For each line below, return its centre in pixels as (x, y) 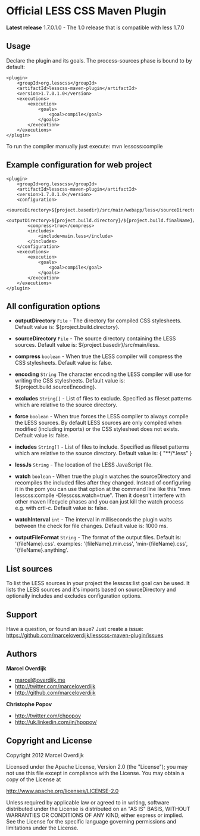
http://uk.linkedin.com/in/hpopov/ (56, 722)
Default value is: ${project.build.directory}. (67, 327)
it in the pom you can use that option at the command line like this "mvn (102, 489)
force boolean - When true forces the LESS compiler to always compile (101, 417)
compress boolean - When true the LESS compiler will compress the (99, 356)
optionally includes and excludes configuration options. (74, 596)
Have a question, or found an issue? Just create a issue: (75, 629)
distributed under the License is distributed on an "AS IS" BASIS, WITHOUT (98, 809)
